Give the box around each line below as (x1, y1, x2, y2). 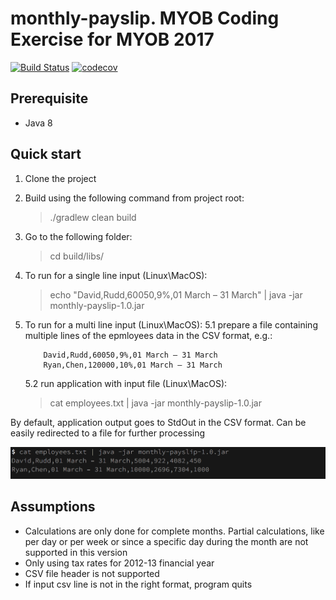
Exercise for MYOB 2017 (10, 28, 215, 51)
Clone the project (24, 172, 97, 184)
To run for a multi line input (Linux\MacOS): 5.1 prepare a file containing (24, 318, 318, 331)
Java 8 (24, 117, 53, 129)
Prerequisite (10, 90, 89, 107)
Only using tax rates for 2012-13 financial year (24, 557, 215, 569)
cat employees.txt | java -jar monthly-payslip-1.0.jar (49, 397, 262, 409)
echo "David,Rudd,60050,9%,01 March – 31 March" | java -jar (49, 288, 303, 301)
